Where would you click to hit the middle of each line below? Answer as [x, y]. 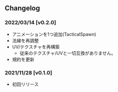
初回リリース [25, 84]
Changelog [22, 8]
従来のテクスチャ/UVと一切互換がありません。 [68, 53]
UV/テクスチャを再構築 [36, 47]
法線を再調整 [25, 40]
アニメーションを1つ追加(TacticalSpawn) [54, 34]
